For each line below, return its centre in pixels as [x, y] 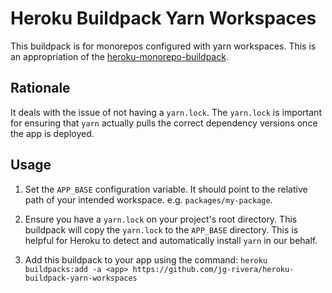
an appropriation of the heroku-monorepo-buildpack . [119, 56]
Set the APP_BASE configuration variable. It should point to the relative [166, 189]
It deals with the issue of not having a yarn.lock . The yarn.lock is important [166, 112]
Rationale [40, 88]
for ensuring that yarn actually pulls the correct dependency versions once [164, 123]
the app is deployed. [52, 133]
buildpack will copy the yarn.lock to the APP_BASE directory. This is [161, 229]
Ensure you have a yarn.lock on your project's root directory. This [161, 219]
